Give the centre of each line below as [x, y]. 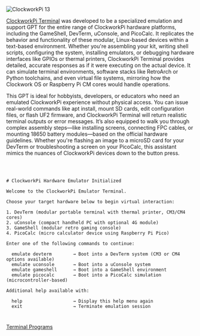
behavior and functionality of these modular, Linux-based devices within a [97, 40]
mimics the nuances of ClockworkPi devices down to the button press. [93, 153]
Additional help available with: [48, 291]
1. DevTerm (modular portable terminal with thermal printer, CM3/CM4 [96, 212]
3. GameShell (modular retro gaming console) [64, 228]
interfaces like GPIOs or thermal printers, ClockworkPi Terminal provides [95, 59]
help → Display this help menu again [82, 301]
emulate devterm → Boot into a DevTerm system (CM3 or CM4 [96, 254]
